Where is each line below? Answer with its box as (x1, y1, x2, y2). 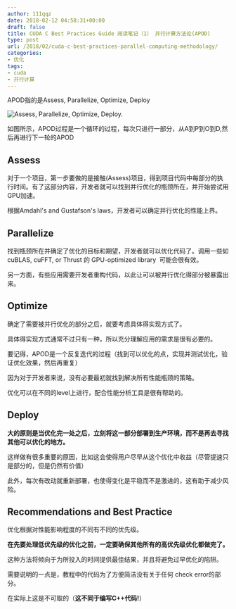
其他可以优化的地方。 (7, 437, 69, 446)
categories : (7, 50, 42, 57)
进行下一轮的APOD (19, 133, 74, 142)
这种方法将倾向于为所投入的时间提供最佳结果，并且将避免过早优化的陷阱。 (7, 555, 223, 564)
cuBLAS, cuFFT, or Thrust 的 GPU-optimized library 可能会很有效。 (7, 256, 203, 264)
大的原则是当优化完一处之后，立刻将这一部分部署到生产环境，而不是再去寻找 (7, 429, 229, 437)
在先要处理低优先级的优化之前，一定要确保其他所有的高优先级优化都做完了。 (7, 540, 229, 549)
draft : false (7, 23, 46, 30)
